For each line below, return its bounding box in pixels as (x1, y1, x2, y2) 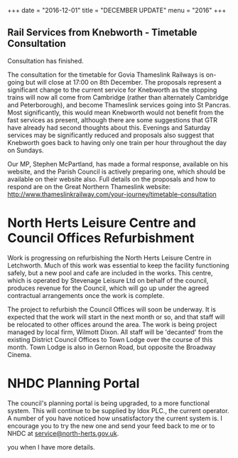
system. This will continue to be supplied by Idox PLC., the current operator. (7, 406, 229, 415)
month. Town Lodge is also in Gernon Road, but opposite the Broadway (7, 343, 216, 351)
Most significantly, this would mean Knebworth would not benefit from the (7, 108, 225, 117)
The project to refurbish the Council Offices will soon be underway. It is (7, 305, 217, 314)
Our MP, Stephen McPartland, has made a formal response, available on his (7, 159, 229, 168)
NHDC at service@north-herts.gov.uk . (7, 429, 119, 437)
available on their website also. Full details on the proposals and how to (7, 174, 216, 183)
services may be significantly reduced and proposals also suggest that (7, 131, 215, 139)
